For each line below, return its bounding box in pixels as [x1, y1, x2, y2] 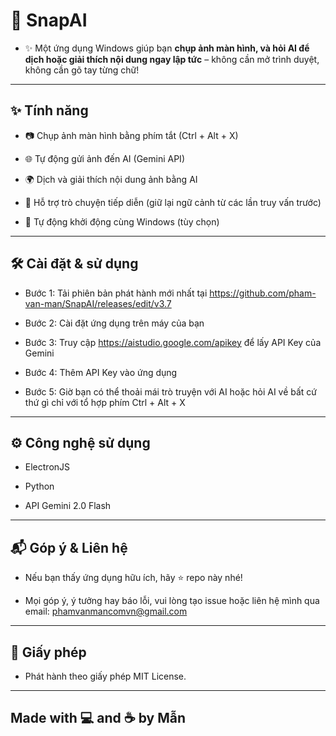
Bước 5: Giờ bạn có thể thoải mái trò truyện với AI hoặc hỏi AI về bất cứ [24, 385, 318, 398]
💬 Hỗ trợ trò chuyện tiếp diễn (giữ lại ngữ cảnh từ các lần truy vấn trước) [24, 196, 322, 208]
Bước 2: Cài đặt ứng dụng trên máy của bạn [24, 317, 205, 329]
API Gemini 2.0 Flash [24, 500, 112, 512]
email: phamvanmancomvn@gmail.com [24, 605, 188, 618]
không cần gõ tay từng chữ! [24, 64, 140, 76]
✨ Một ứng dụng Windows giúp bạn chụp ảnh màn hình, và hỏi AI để [24, 42, 310, 54]
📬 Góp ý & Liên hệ [10, 539, 128, 556]
